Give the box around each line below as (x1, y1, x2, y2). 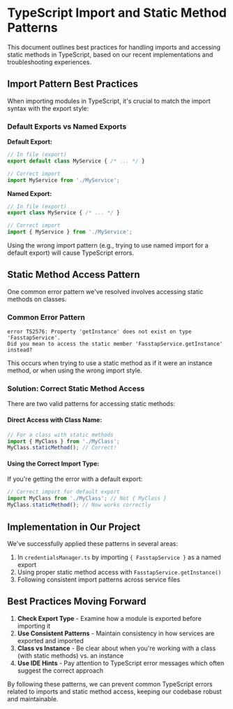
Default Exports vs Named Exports (7, 121, 127, 131)
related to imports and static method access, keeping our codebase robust (7, 687, 222, 696)
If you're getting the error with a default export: (7, 475, 143, 484)
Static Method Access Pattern (7, 269, 141, 281)
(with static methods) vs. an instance (17, 651, 124, 659)
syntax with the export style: (7, 104, 89, 113)
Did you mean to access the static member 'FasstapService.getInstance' (7, 341, 223, 348)
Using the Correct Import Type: (7, 459, 100, 468)
